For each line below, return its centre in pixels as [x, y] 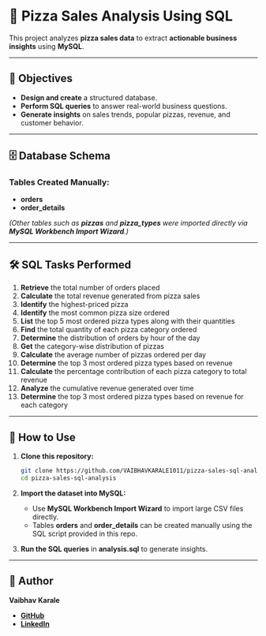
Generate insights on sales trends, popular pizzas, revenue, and [126, 114]
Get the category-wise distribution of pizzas [92, 346]
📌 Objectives [41, 79]
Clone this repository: [57, 456]
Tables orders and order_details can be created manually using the [142, 525]
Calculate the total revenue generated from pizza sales [110, 296]
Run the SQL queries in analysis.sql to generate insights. [114, 548]
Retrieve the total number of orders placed [90, 288]
